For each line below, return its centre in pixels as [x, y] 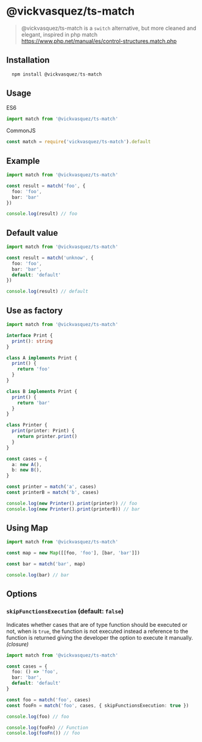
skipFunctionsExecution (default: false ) [65, 612]
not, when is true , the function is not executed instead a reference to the [97, 631]
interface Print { [30, 335]
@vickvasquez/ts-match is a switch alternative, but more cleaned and [109, 28]
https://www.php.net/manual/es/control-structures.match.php [99, 41]
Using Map [27, 528]
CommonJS [21, 131]
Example [23, 161]
